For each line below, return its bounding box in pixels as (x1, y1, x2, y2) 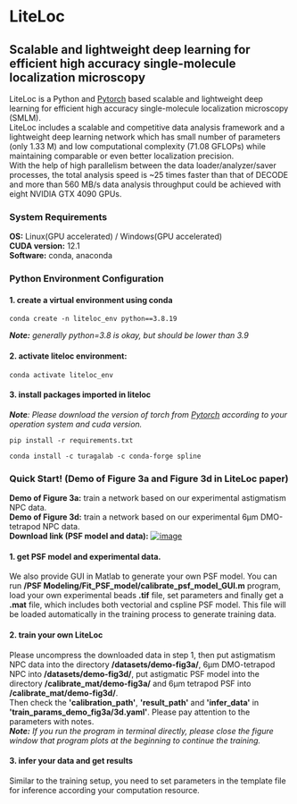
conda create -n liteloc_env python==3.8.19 (9, 315, 177, 324)
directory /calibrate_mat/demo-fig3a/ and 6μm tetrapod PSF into (9, 678, 252, 689)
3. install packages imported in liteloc (9, 389, 152, 400)
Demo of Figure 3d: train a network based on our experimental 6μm (9, 512, 259, 522)
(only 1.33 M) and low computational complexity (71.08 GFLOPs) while (9, 141, 266, 151)
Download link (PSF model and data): (9, 530, 149, 542)
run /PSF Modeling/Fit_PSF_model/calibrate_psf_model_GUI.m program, (9, 580, 281, 591)
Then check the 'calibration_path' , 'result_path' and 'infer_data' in (9, 697, 260, 707)
